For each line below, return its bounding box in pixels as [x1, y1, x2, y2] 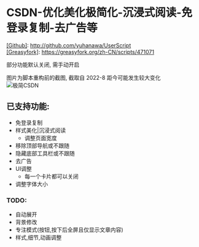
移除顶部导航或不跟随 [15, 142, 69, 149]
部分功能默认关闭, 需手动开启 [6, 61, 80, 68]
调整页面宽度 [24, 134, 57, 141]
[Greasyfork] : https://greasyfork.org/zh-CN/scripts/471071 [6, 48, 155, 55]
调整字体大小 [15, 180, 48, 187]
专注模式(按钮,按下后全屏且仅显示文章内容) [15, 226, 124, 233]
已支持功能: [6, 101, 50, 112]
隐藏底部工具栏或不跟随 [15, 149, 75, 157]
